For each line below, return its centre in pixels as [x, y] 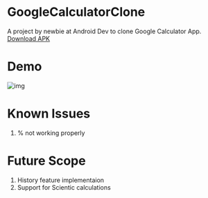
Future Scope [46, 161]
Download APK [29, 38]
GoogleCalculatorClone [76, 12]
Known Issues [49, 114]
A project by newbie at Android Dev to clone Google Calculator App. [104, 31]
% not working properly [51, 133]
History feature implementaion [61, 180]
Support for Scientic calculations [64, 187]
